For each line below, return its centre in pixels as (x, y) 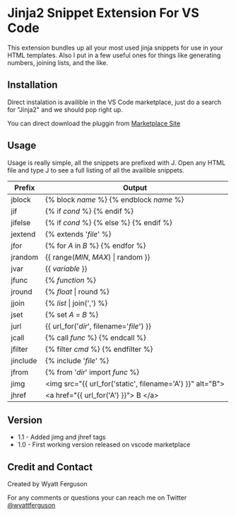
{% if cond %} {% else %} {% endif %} (109, 222)
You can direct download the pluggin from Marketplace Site (94, 123)
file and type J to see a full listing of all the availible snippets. (96, 170)
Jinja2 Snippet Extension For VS (104, 13)
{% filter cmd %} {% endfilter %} (99, 349)
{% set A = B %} (72, 314)
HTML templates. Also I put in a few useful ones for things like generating (114, 55)
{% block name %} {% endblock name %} (114, 200)
